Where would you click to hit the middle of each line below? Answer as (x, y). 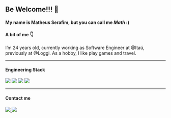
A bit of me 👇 (19, 34)
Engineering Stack (25, 69)
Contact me (18, 98)
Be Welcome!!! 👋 (32, 9)
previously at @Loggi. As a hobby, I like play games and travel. (71, 53)
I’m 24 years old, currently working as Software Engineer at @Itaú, (75, 48)
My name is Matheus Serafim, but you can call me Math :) (67, 22)
